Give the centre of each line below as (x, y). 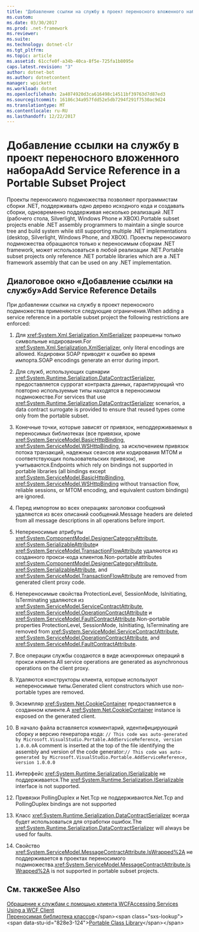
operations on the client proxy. (52, 668)
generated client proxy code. (50, 582)
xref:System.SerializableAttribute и (57, 544)
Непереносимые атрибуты (49, 532)
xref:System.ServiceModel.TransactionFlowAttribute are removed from (101, 576)
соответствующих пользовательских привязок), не (80, 459)
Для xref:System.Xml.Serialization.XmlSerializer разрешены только (98, 335)
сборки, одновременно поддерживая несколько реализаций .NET (90, 212)
